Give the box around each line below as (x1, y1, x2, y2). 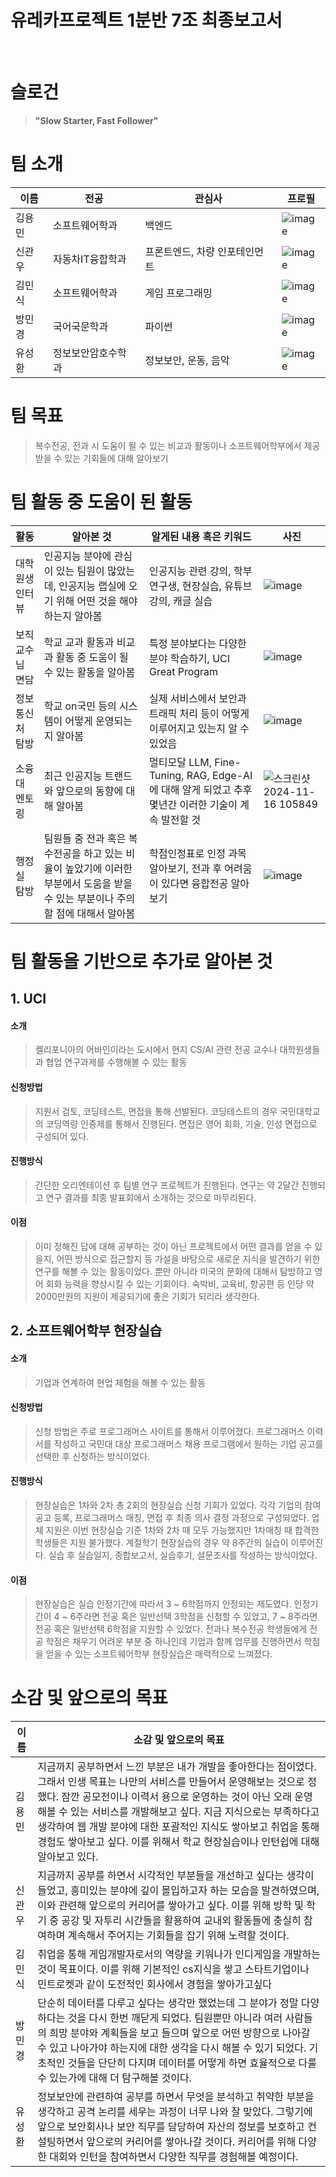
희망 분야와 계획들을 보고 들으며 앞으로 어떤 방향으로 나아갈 (49, 2026, 311, 2040)
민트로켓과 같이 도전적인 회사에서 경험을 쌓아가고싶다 (37, 1977, 273, 1991)
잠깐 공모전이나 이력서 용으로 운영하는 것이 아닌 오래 (61, 1790, 292, 1804)
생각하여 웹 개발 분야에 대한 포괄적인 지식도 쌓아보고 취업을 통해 (37, 1820, 320, 1834)
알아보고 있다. (37, 1850, 99, 1864)
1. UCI (10, 991, 47, 1008)
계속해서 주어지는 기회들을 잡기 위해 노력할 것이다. (67, 1929, 290, 1943)
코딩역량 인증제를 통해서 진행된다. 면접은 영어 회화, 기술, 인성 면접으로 (45, 1117, 318, 1130)
